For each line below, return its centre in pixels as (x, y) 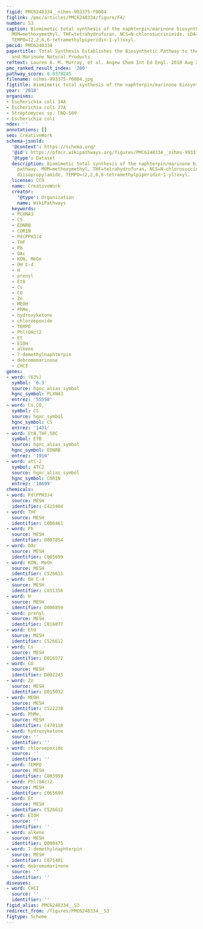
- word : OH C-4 (25, 580)
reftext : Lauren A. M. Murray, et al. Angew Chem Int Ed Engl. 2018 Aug (100, 62)
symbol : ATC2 (28, 467)
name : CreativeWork (36, 186)
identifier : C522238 (37, 709)
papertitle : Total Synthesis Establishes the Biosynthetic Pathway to (97, 51)
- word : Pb (20, 529)
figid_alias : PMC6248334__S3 (43, 905)
